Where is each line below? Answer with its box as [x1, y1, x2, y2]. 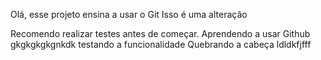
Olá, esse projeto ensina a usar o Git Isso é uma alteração [10, 9, 248, 20]
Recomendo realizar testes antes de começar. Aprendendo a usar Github [10, 28, 311, 39]
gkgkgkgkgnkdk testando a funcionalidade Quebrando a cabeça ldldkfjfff [10, 39, 312, 50]
